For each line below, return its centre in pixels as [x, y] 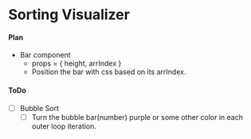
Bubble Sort [39, 108]
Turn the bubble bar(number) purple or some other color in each [137, 117]
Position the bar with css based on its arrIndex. [109, 72]
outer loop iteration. [64, 126]
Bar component [45, 55]
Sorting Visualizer [69, 15]
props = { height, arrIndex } [76, 64]
